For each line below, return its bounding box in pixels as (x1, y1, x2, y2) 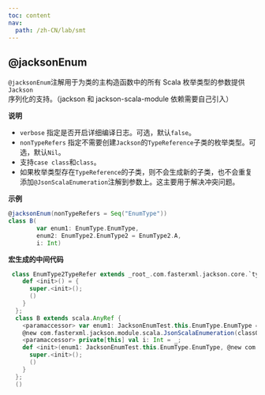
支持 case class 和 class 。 (19, 157, 101, 167)
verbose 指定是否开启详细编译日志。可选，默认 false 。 (19, 128, 196, 137)
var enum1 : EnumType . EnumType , (36, 224, 140, 232)
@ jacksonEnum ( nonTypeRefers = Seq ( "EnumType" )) (8, 210, 168, 218)
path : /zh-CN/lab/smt (15, 26, 87, 34)
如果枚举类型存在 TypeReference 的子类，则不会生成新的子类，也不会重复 (19, 167, 252, 177)
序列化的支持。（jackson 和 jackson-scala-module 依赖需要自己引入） (8, 94, 233, 103)
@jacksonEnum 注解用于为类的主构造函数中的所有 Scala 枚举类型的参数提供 (8, 77, 246, 87)
